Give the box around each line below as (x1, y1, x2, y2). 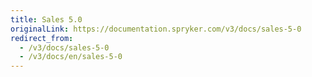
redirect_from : (10, 33, 74, 43)
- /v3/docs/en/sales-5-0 (19, 52, 123, 62)
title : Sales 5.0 (10, 14, 83, 25)
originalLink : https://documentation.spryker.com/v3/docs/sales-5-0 (10, 24, 302, 34)
